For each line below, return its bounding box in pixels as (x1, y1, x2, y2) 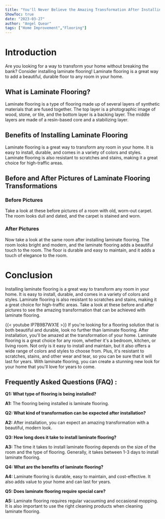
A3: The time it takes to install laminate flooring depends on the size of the (5, 444, 156, 450)
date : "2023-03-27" (5, 16, 45, 21)
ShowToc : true (5, 12, 34, 17)
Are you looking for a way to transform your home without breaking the (5, 63, 149, 69)
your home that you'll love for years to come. (5, 364, 96, 370)
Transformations (5, 182, 58, 190)
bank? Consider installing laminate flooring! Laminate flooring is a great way (5, 69, 159, 74)
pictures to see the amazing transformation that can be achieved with (5, 307, 146, 313)
